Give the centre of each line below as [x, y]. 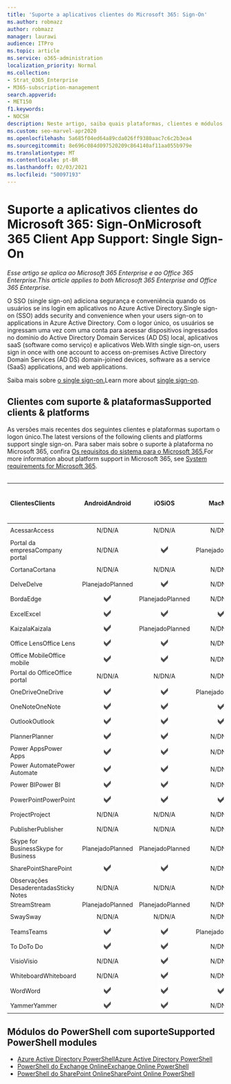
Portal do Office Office [41, 672]
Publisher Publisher [37, 829]
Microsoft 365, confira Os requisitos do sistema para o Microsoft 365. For [110, 451]
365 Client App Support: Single [98, 239]
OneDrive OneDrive [37, 692]
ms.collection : [29, 72]
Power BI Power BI [35, 785]
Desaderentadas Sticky [42, 887]
